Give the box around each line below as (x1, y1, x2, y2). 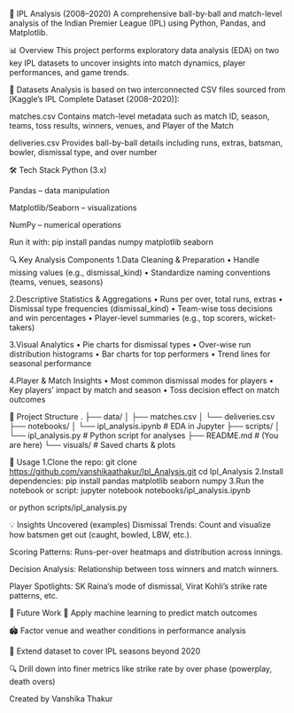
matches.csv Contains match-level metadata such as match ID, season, (9, 111, 270, 121)
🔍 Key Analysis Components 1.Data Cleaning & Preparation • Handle (9, 255, 259, 265)
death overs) (9, 677, 56, 686)
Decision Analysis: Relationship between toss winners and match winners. (9, 564, 280, 574)
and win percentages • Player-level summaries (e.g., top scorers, (9, 313, 247, 323)
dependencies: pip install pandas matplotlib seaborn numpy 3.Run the (9, 475, 264, 486)
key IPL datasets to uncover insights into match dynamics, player (9, 58, 246, 68)
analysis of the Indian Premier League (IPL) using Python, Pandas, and (9, 18, 266, 28)
